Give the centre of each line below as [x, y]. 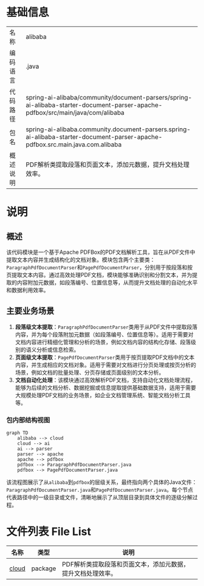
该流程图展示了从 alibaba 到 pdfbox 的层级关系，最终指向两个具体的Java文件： [102, 482]
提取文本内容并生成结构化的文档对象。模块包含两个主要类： [81, 259]
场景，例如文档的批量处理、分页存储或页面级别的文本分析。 [90, 372]
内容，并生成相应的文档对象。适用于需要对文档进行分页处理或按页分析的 [105, 364]
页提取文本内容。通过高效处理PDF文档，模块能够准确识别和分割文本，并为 [99, 274]
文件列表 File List [49, 532]
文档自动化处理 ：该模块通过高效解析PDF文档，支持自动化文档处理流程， [105, 380]
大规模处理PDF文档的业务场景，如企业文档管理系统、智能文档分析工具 [103, 395]
